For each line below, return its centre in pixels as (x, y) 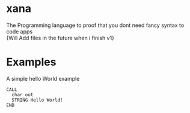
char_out (23, 94)
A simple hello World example (43, 78)
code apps (20, 31)
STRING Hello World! (37, 100)
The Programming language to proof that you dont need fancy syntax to (95, 25)
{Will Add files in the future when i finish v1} (60, 38)
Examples (31, 62)
